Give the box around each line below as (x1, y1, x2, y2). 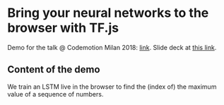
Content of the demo (7, 63, 100, 75)
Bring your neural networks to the (7, 5, 209, 21)
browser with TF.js (7, 20, 119, 36)
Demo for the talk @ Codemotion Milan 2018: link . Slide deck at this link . (7, 43, 217, 51)
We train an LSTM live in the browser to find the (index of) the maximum (7, 82, 217, 91)
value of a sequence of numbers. (7, 89, 104, 98)
